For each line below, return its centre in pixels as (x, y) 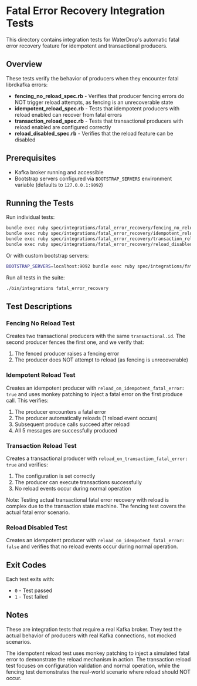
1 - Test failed (31, 597)
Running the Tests (40, 203)
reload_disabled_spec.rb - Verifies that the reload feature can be (94, 133)
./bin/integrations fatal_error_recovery (57, 288)
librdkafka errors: (27, 85)
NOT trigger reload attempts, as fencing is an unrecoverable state (94, 102)
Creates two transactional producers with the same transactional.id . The (96, 336)
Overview (24, 64)
